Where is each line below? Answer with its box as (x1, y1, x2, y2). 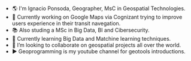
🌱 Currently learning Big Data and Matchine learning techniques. (11, 35, 171, 42)
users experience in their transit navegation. (11, 20, 121, 27)
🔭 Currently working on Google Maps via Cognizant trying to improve (11, 14, 183, 20)
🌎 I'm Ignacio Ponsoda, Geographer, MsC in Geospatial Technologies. (11, 5, 186, 12)
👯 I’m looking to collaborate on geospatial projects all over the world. (11, 41, 181, 48)
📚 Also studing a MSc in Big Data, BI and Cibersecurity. (11, 26, 150, 33)
